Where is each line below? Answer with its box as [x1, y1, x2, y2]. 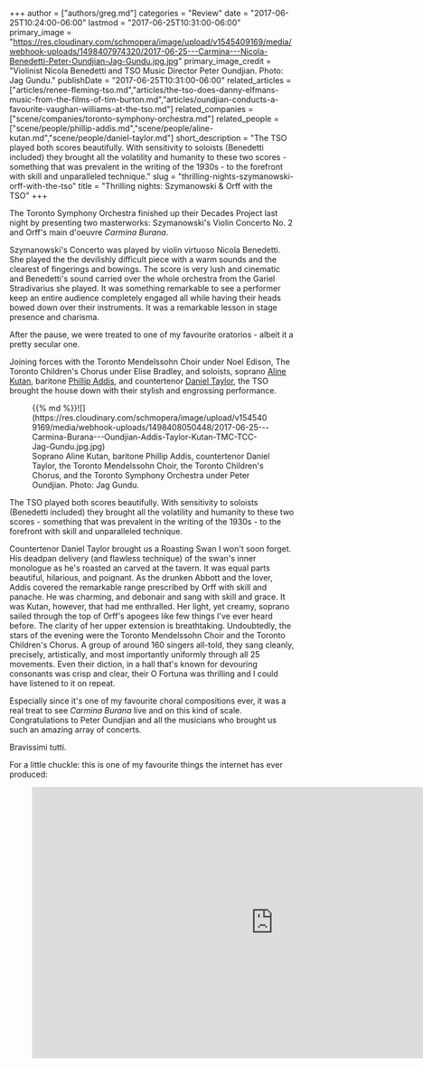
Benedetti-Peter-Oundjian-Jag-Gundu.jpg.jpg [9, 56, 179, 66]
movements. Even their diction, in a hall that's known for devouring [9, 659, 258, 669]
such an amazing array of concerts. [9, 724, 142, 735]
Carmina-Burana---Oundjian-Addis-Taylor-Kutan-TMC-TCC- [32, 431, 258, 442]
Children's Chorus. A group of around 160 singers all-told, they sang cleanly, [9, 639, 295, 650]
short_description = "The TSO [175, 133, 287, 143]
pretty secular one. [9, 339, 80, 349]
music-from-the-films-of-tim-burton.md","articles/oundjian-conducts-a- [9, 94, 279, 105]
